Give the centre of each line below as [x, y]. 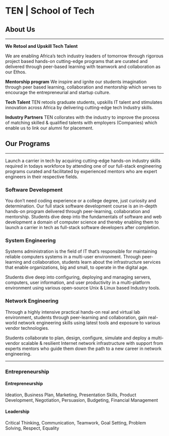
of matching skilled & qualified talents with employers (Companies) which [81, 123]
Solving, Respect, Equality [32, 428]
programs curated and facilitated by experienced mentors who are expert [81, 171]
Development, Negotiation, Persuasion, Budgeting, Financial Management [82, 400]
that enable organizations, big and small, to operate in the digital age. [77, 267]
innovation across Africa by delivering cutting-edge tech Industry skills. [79, 107]
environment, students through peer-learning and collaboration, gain [76, 317]
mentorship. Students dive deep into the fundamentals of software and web [83, 217]
